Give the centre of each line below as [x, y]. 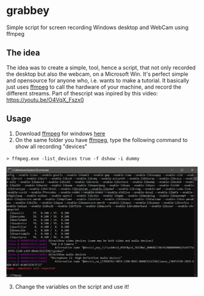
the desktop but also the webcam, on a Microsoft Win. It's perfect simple [97, 74]
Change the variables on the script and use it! [72, 287]
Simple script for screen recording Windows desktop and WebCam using [97, 27]
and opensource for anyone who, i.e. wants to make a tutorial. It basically [98, 80]
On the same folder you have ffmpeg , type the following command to [101, 140]
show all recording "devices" [51, 146]
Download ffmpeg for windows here [60, 133]
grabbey [28, 11]
